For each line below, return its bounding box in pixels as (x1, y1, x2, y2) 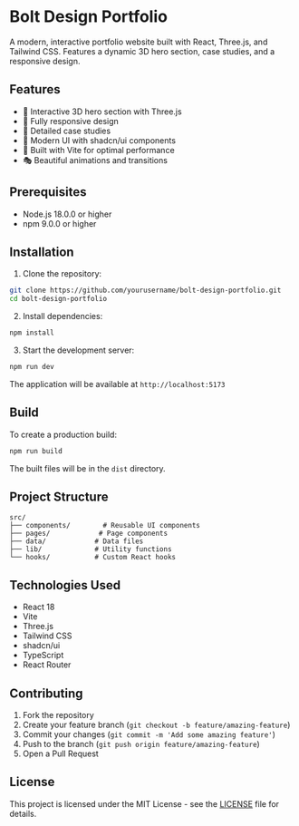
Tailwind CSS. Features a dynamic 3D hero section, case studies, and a (9, 45, 275, 56)
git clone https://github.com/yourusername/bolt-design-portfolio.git (9, 286, 282, 296)
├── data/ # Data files (9, 537, 144, 546)
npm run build (9, 446, 63, 455)
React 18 (22, 601, 55, 613)
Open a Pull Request (22, 748, 100, 759)
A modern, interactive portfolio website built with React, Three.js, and (9, 36, 268, 47)
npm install (9, 328, 54, 337)
